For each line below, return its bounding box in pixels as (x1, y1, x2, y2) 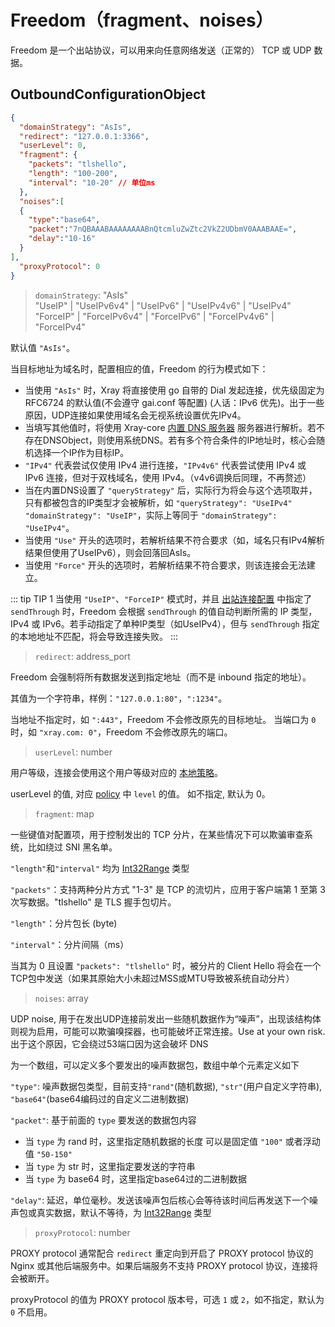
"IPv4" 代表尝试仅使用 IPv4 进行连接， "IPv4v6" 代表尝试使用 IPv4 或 (24, 459, 307, 471)
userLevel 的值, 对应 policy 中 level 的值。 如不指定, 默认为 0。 (10, 787, 271, 800)
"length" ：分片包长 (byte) (10, 917, 118, 929)
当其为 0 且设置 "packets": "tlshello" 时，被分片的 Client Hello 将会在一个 (10, 959, 322, 971)
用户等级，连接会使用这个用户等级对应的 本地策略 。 (10, 766, 223, 778)
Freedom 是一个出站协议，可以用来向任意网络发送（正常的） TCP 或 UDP (10, 44, 312, 56)
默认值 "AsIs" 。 (10, 341, 75, 353)
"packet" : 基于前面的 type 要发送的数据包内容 (10, 1114, 197, 1126)
